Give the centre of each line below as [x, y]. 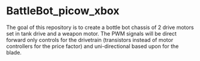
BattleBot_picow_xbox [63, 11]
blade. [14, 52]
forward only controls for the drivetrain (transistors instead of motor [90, 40]
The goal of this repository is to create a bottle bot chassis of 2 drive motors [100, 27]
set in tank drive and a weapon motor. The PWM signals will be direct [91, 33]
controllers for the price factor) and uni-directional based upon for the [93, 46]
